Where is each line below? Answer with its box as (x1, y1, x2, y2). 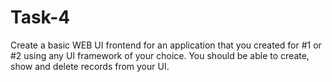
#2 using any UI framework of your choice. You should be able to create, (10, 49, 310, 61)
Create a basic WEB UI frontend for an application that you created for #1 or (10, 39, 322, 51)
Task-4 (10, 6, 71, 29)
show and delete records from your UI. (10, 60, 170, 72)
